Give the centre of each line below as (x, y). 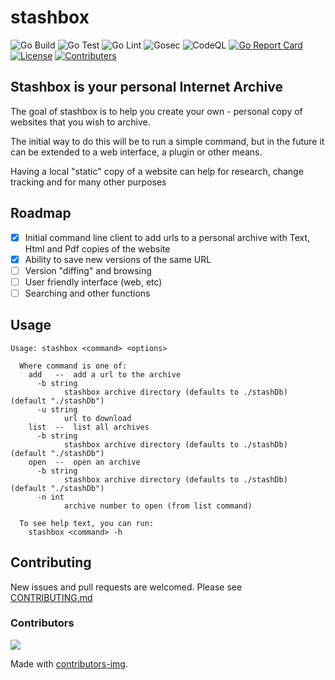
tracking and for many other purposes (88, 182)
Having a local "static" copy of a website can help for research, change (157, 171)
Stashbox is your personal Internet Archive (146, 87)
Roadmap (41, 213)
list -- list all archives (89, 427)
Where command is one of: (73, 366)
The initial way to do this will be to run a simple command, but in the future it (167, 141)
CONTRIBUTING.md (51, 597)
